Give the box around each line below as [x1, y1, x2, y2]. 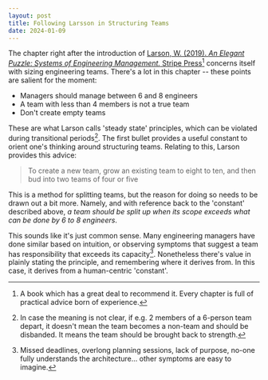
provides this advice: [8, 150, 77, 160]
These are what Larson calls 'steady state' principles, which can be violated [8, 123, 258, 133]
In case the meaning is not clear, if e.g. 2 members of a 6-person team [19, 313, 252, 322]
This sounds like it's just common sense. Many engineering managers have [8, 230, 255, 240]
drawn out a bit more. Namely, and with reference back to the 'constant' [8, 198, 245, 208]
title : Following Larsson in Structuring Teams [8, 19, 170, 27]
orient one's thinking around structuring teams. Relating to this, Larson [8, 142, 240, 151]
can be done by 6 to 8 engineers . [8, 215, 118, 225]
